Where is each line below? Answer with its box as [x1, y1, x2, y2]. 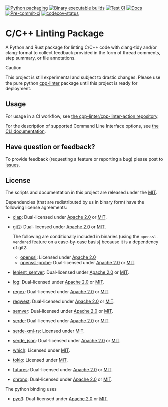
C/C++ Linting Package [5, 28, 104, 39]
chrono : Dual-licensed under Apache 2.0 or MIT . [12, 376, 113, 382]
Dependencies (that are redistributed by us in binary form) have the [5, 199, 144, 205]
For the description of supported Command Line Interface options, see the [5, 123, 159, 129]
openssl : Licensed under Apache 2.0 [20, 254, 96, 260]
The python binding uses [5, 386, 57, 392]
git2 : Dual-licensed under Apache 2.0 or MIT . [12, 224, 106, 230]
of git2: [12, 245, 28, 251]
